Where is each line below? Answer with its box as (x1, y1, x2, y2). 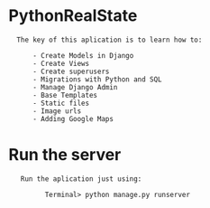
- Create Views (32, 59, 90, 68)
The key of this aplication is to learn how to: (16, 35, 203, 44)
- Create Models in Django (32, 51, 134, 60)
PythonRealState (8, 5, 138, 26)
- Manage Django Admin (32, 82, 118, 91)
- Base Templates (32, 90, 98, 99)
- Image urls (32, 106, 82, 116)
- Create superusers (32, 67, 110, 76)
